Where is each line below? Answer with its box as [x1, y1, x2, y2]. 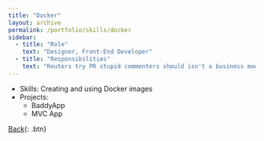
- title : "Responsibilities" [15, 56, 111, 63]
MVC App [31, 109, 63, 118]
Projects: [19, 92, 49, 102]
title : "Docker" [8, 11, 61, 20]
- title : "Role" [15, 41, 68, 49]
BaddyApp [31, 100, 65, 110]
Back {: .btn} [8, 124, 47, 133]
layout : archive [8, 19, 61, 27]
